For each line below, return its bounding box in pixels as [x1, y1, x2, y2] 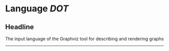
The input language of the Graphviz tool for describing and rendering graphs [5, 36, 164, 42]
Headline [5, 23, 34, 31]
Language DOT [5, 3, 69, 14]
